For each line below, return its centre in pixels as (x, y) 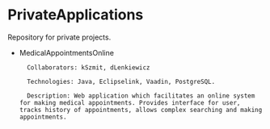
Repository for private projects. (59, 37)
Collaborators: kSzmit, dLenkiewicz (89, 67)
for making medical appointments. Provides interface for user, (130, 102)
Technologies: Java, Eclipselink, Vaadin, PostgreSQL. (121, 81)
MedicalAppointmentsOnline (67, 52)
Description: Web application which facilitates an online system (141, 96)
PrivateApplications (76, 15)
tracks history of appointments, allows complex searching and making (141, 110)
